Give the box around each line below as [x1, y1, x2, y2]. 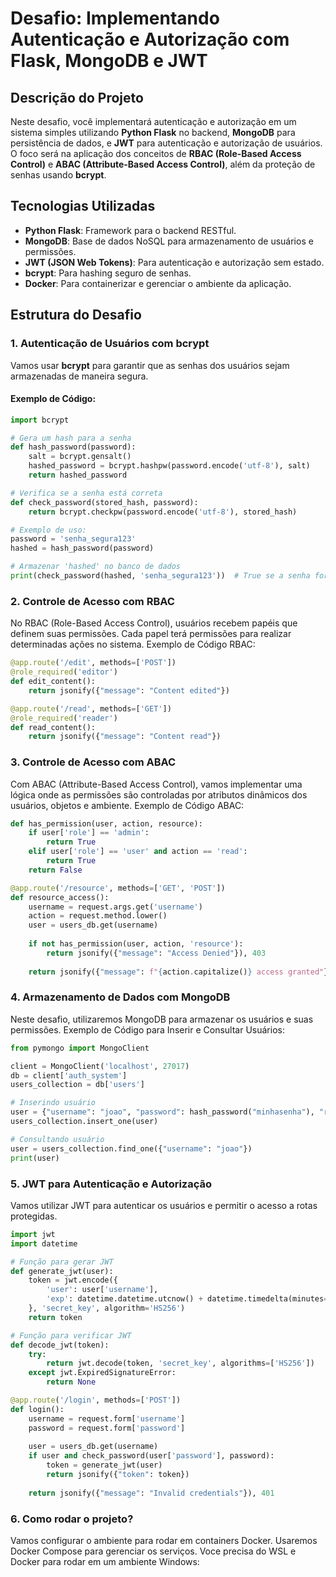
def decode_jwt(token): [10, 1340, 110, 1350]
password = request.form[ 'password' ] [28, 1423, 186, 1433]
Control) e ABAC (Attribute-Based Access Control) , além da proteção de [10, 158, 316, 170]
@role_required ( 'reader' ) [10, 713, 118, 723]
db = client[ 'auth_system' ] [10, 1070, 128, 1081]
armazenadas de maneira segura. [10, 370, 149, 382]
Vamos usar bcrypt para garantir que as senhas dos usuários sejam [10, 359, 290, 371]
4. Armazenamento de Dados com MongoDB [10, 990, 231, 1004]
